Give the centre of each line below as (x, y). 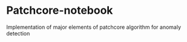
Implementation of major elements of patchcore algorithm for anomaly (94, 27)
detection (18, 33)
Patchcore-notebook (60, 10)
